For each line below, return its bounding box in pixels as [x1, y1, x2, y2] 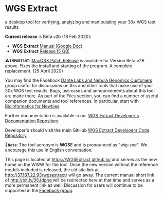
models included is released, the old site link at [5, 166, 99, 173]
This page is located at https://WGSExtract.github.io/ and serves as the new [5, 156, 157, 162]
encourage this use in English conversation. [5, 147, 92, 153]
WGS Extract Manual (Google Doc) [12, 43, 83, 49]
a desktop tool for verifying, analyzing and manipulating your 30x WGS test [5, 19, 156, 25]
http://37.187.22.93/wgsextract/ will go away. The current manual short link [5, 172, 155, 178]
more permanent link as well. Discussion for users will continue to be [5, 182, 143, 188]
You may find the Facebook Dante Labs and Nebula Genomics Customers [5, 77, 152, 83]
